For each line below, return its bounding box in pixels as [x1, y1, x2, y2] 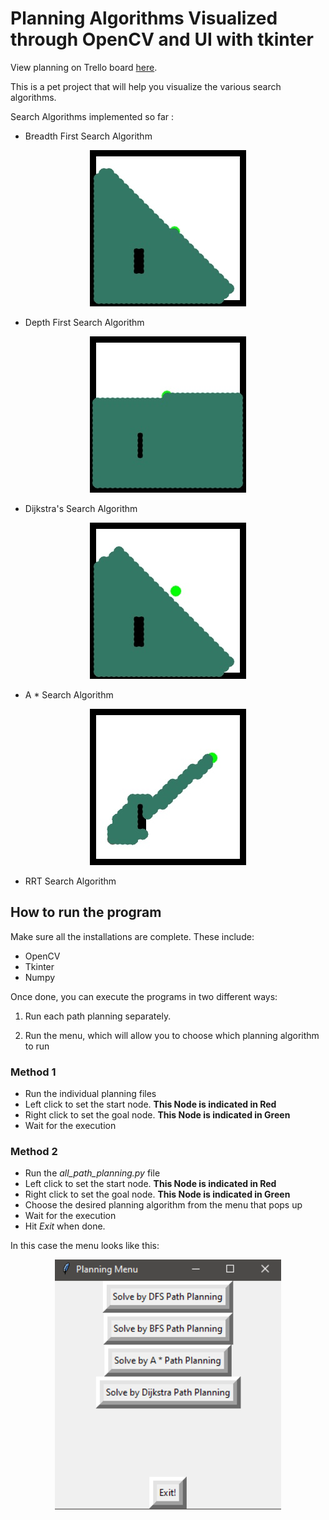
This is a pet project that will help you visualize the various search [10, 80, 282, 92]
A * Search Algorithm [24, 688, 114, 701]
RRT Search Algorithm [24, 875, 117, 887]
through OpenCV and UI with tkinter [10, 28, 314, 51]
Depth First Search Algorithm [24, 316, 145, 328]
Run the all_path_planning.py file [24, 1167, 161, 1179]
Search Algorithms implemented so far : [10, 110, 175, 122]
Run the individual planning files [24, 1088, 157, 1100]
